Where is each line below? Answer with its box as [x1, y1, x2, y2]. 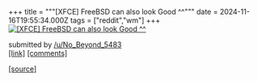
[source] [8, 64, 37, 74]
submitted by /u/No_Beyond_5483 [8, 40, 122, 49]
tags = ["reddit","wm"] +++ [70, 15, 161, 25]
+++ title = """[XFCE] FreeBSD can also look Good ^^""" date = [8, 7, 218, 16]
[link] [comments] [8, 49, 68, 58]
